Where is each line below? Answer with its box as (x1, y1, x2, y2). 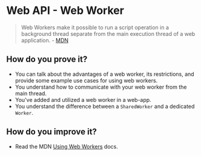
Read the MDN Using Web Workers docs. (15, 143, 118, 150)
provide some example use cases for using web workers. (15, 76, 158, 84)
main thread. (15, 89, 47, 97)
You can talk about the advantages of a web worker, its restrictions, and (15, 70, 195, 78)
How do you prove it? (6, 54, 88, 64)
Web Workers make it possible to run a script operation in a (21, 24, 170, 31)
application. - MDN (21, 36, 68, 44)
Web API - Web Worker (6, 4, 124, 18)
